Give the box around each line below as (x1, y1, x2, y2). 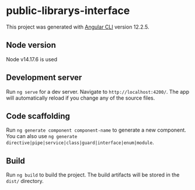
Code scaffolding (6, 111, 70, 121)
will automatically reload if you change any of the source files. (6, 94, 155, 101)
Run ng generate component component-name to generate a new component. (6, 126, 187, 133)
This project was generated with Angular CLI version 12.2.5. (6, 23, 149, 30)
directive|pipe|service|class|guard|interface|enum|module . (6, 139, 154, 146)
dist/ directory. (6, 178, 44, 185)
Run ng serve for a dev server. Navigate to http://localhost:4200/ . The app (6, 88, 190, 95)
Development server (6, 73, 82, 83)
